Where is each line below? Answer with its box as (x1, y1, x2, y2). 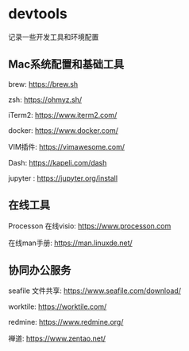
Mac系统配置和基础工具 (8, 57, 125, 72)
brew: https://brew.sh (8, 79, 79, 88)
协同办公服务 (8, 263, 71, 277)
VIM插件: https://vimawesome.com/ (8, 142, 125, 151)
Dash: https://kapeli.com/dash (8, 158, 107, 167)
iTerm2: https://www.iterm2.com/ (8, 110, 118, 119)
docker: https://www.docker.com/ (8, 125, 119, 135)
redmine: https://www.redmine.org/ (8, 318, 124, 327)
